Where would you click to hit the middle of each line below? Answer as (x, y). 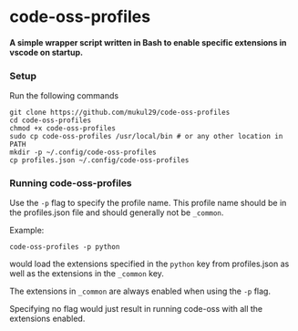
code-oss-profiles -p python (65, 247)
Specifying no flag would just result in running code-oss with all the (136, 309)
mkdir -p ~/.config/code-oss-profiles (83, 152)
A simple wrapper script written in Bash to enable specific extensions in (148, 42)
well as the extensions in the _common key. (87, 274)
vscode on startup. (46, 52)
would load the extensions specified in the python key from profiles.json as (149, 264)
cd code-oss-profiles (51, 120)
